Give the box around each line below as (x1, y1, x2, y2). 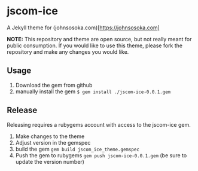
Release (7, 105, 38, 115)
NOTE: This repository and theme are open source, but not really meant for (7, 35, 192, 42)
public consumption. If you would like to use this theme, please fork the (7, 42, 183, 49)
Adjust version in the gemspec (15, 139, 91, 146)
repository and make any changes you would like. (7, 48, 129, 55)
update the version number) (15, 158, 84, 165)
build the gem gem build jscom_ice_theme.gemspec (15, 145, 140, 152)
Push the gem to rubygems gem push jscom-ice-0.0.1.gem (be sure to (15, 151, 187, 159)
